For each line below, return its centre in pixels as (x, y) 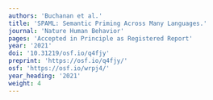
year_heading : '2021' (45, 76)
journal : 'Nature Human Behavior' (67, 31)
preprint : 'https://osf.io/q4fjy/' (68, 61)
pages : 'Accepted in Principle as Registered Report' (101, 38)
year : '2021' (30, 46)
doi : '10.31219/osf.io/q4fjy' (59, 53)
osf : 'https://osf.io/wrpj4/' (59, 69)
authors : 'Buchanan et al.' (56, 16)
